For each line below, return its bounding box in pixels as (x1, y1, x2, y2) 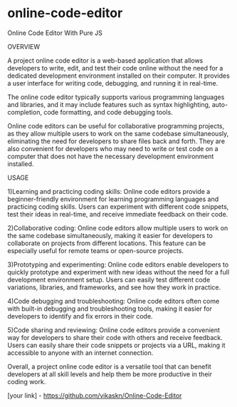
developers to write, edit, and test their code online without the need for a (7, 63, 223, 72)
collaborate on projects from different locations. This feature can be (7, 239, 206, 247)
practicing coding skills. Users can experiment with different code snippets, (7, 202, 229, 211)
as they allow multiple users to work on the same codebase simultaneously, (7, 129, 229, 138)
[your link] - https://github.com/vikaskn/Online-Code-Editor (7, 391, 182, 400)
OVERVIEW (7, 42, 41, 51)
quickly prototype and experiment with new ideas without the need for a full (7, 267, 230, 276)
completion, (7, 108, 43, 116)
